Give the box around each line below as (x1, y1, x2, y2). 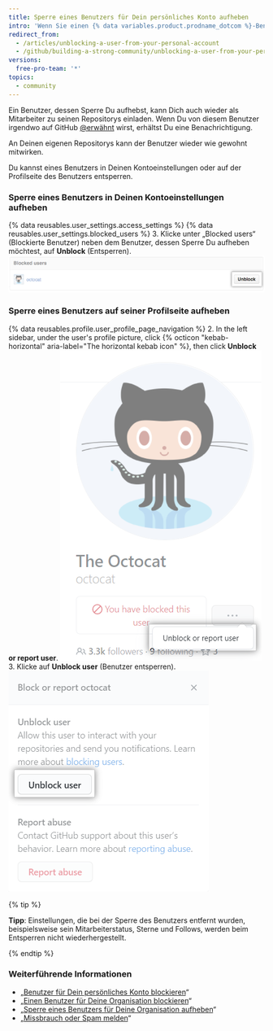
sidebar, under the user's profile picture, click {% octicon (8, 332, 200, 342)
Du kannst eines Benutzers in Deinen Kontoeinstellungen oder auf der (8, 163, 242, 173)
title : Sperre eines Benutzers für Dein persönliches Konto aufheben (8, 13, 249, 21)
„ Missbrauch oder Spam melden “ (19, 1013, 132, 1023)
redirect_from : (8, 30, 60, 38)
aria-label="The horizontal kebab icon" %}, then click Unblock (47, 341, 258, 351)
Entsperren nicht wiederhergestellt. (8, 933, 127, 942)
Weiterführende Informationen (8, 968, 132, 980)
